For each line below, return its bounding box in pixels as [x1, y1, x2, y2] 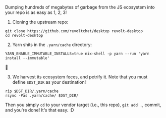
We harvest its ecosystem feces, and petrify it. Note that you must [12, 74, 148, 80]
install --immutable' [5, 56, 50, 60]
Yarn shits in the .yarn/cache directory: [12, 42, 92, 48]
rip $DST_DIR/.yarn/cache [5, 89, 58, 94]
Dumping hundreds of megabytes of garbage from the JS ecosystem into [5, 4, 155, 10]
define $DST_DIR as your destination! [12, 79, 86, 85]
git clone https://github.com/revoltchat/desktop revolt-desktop [5, 29, 143, 34]
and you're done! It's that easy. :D [5, 107, 74, 113]
